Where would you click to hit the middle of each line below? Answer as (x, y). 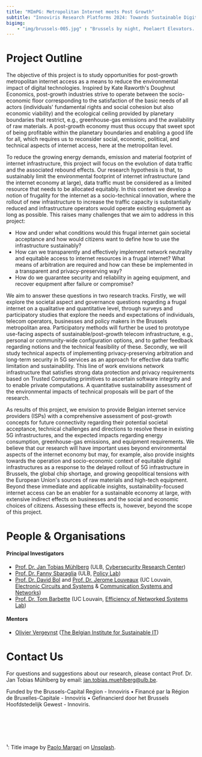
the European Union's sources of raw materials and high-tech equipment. (97, 480)
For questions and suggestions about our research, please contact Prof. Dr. (99, 673)
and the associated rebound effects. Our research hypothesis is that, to (94, 170)
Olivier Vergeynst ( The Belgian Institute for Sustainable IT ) (87, 632)
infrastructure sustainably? (48, 246)
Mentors (17, 619)
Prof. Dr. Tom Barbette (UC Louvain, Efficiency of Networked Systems (101, 599)
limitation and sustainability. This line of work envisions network (85, 366)
